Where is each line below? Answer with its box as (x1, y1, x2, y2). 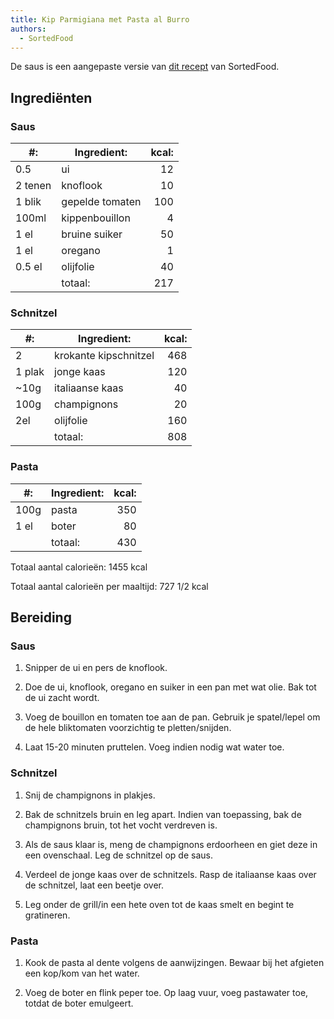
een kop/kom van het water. (24, 967, 140, 979)
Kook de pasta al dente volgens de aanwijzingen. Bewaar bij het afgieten (24, 956, 325, 968)
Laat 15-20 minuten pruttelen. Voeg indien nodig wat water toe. (24, 741, 285, 753)
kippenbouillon (61, 211, 131, 225)
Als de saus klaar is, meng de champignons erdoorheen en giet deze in (24, 838, 318, 850)
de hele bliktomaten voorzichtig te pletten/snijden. (24, 722, 232, 734)
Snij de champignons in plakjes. (24, 789, 156, 801)
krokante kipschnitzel (54, 349, 155, 363)
